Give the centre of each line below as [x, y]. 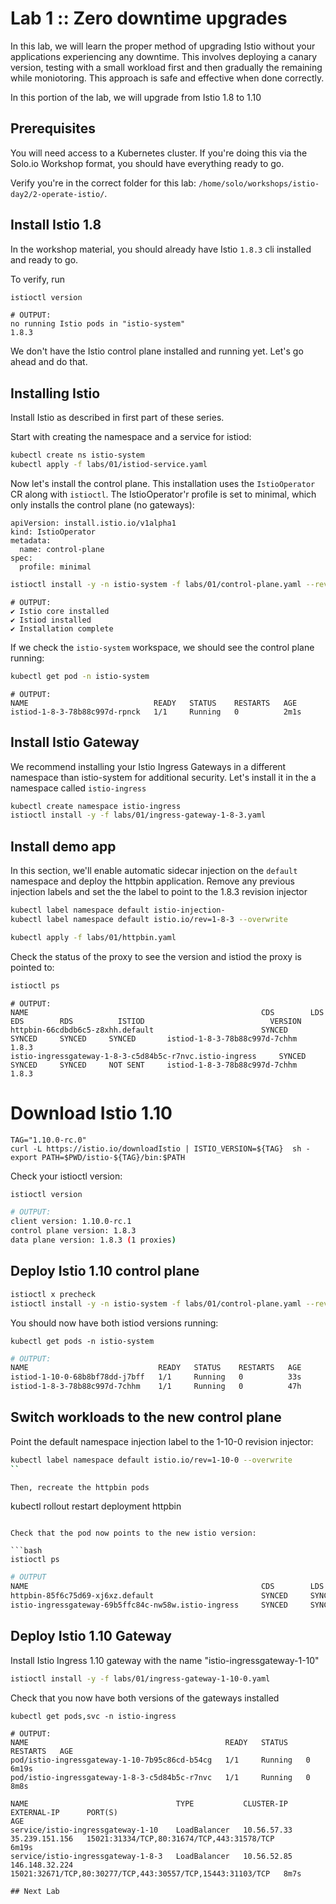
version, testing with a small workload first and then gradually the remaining [166, 67]
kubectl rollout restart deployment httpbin [96, 1506]
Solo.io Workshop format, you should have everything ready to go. [147, 163]
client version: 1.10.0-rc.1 [71, 1222]
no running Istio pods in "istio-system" [98, 324]
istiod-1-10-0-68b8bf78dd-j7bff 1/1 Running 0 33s [156, 1377]
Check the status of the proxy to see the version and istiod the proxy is [156, 956]
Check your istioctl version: [66, 1176]
